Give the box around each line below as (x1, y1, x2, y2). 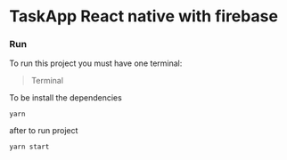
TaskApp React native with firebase (9, 6, 279, 27)
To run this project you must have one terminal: (9, 58, 183, 68)
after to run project (9, 125, 78, 136)
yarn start (9, 142, 50, 152)
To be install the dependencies (9, 92, 122, 103)
